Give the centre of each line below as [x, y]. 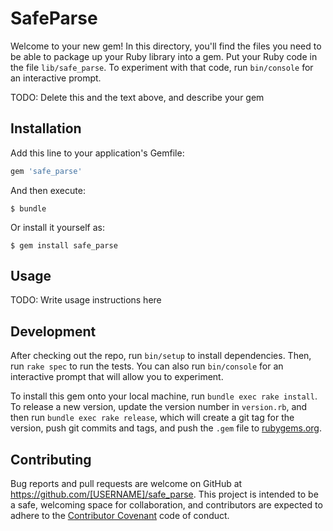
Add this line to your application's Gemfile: [97, 153]
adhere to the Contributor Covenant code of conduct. [120, 516]
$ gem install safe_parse [64, 245]
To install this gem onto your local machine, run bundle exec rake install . [164, 396]
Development [53, 331]
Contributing [51, 459]
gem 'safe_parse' [46, 171]
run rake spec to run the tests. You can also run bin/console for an [147, 366]
